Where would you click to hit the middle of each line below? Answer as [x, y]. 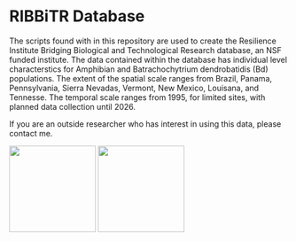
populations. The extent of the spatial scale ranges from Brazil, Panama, [141, 78]
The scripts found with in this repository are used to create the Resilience [143, 41]
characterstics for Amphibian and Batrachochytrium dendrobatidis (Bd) [139, 69]
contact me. [31, 133]
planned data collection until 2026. [72, 106]
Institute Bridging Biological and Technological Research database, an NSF [145, 50]
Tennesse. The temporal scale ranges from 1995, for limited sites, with [137, 97]
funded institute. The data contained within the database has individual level [148, 59]
